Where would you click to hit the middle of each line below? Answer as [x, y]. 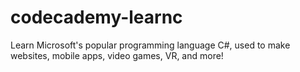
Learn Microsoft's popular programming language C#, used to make [150, 45]
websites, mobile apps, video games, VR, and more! [117, 55]
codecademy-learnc [96, 17]
